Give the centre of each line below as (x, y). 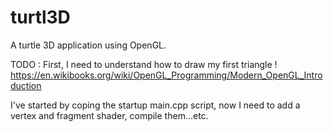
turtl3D (40, 17)
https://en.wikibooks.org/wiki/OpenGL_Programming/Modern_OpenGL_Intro (166, 75)
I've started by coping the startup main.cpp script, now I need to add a (155, 105)
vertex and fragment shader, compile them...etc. (109, 115)
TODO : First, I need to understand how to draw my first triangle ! (144, 64)
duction (26, 85)
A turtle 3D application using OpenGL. (88, 45)
